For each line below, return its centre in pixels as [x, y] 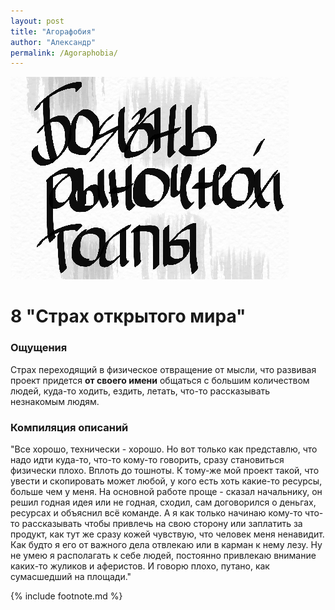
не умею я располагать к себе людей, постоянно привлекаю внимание [163, 556]
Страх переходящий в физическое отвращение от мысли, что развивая [163, 369]
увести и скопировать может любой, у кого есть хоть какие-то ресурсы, [166, 481]
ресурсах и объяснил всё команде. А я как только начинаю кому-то [156, 513]
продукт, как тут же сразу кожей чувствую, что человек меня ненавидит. [167, 534]
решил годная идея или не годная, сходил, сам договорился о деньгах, [163, 502]
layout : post [37, 21]
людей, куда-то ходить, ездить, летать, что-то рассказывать [140, 391]
